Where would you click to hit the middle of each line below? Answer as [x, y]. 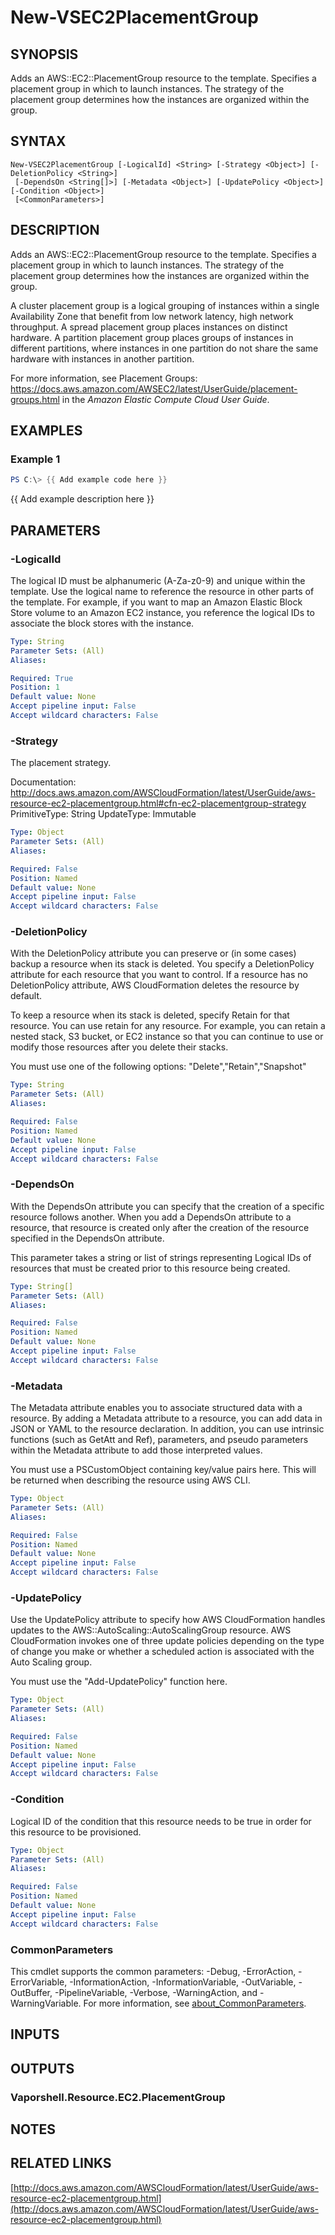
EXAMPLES [46, 431]
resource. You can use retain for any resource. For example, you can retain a [168, 1026]
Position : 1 [35, 687]
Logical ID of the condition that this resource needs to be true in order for [161, 1821]
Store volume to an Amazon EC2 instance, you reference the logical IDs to [162, 612]
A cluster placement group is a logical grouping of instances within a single [165, 305]
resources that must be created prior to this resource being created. [150, 1268]
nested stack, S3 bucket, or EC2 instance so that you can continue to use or [167, 1037]
